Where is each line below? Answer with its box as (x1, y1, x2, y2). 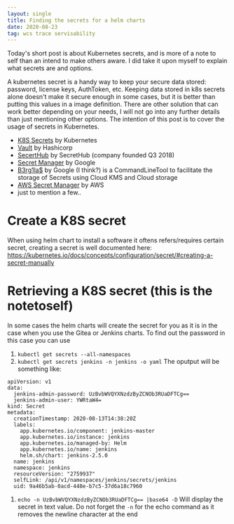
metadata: (7, 409, 36, 417)
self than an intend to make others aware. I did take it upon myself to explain (7, 57, 228, 65)
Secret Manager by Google (17, 159, 96, 167)
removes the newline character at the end (17, 510, 138, 518)
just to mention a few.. (17, 188, 82, 197)
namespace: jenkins (13, 464, 71, 471)
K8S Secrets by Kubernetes (17, 136, 97, 145)
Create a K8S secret (7, 213, 126, 229)
